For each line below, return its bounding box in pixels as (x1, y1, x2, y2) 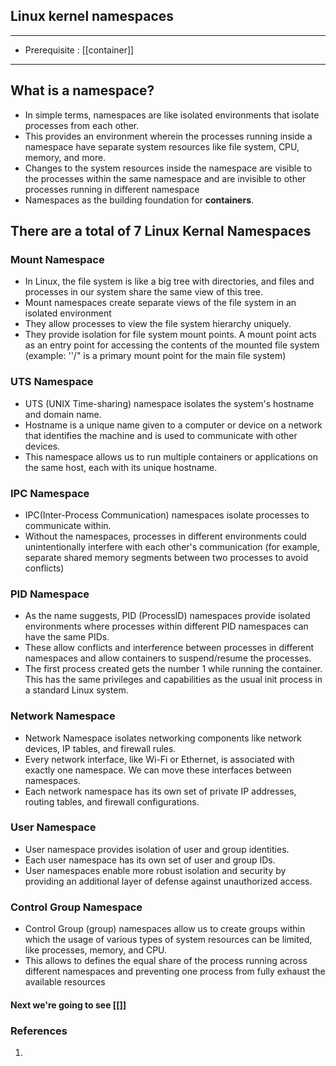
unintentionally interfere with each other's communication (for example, (24, 540, 320, 553)
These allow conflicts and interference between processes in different (24, 642, 315, 654)
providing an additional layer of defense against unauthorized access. (24, 875, 313, 887)
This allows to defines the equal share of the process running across (24, 955, 308, 967)
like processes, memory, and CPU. (24, 944, 168, 956)
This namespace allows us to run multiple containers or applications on (24, 450, 318, 463)
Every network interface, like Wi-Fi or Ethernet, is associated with (24, 753, 295, 765)
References (10, 1024, 68, 1038)
